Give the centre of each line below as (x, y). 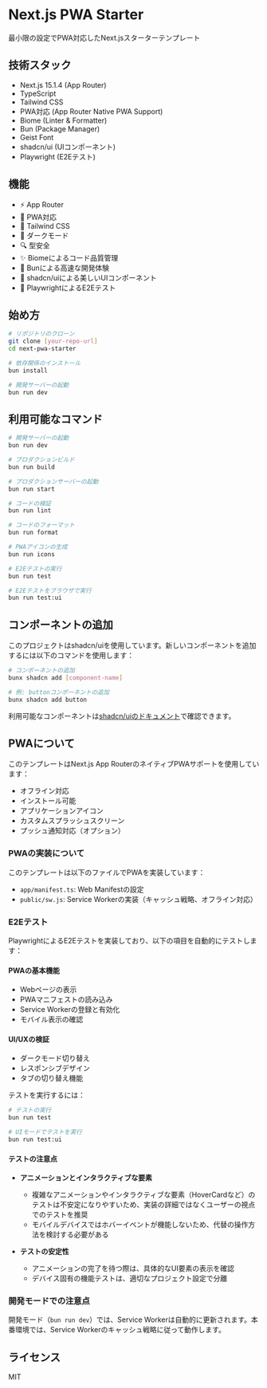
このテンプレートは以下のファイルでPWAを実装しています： (107, 872)
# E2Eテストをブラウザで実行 (50, 590)
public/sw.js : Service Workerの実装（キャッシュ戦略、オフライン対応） (138, 899)
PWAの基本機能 (34, 970)
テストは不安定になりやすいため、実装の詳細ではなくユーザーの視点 (143, 1205)
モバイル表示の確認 (51, 1019)
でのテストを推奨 (60, 1215)
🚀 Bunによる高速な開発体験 (65, 268)
